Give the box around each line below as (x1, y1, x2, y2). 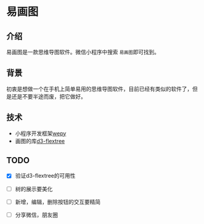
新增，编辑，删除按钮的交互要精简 (15, 198, 101, 205)
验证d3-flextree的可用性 (15, 172, 76, 180)
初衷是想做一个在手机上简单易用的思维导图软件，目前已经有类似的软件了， (6, 85, 192, 93)
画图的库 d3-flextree (15, 137, 65, 144)
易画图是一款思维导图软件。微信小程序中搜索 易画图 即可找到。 (6, 49, 160, 55)
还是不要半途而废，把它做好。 (11, 93, 86, 100)
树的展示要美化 (15, 185, 53, 192)
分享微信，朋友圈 (15, 211, 58, 219)
